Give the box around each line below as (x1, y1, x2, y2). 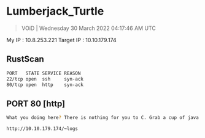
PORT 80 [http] (6, 98, 66, 109)
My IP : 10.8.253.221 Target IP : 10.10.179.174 (6, 36, 117, 43)
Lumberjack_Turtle (6, 4, 104, 18)
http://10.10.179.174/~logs (6, 126, 79, 132)
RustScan (6, 54, 44, 65)
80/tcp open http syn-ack (6, 81, 84, 88)
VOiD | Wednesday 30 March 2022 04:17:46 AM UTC (21, 24, 157, 32)
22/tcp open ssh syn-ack (6, 76, 84, 82)
